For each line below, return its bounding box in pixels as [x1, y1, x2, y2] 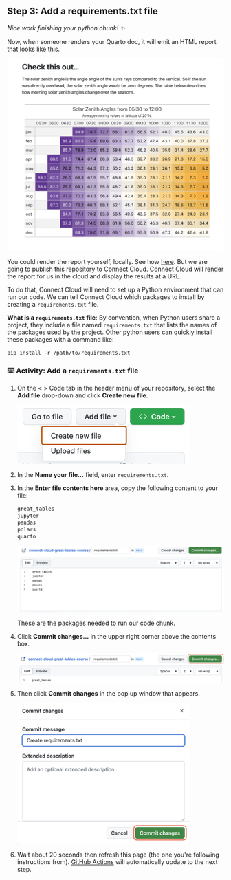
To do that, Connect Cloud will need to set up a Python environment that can [7, 285, 224, 294]
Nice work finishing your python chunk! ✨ [7, 23, 126, 32]
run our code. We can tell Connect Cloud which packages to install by [7, 292, 205, 301]
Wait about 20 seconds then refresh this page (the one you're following [16, 850, 220, 859]
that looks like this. [7, 45, 60, 53]
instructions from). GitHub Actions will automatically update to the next [16, 858, 218, 866]
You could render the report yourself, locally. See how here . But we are [7, 257, 208, 265]
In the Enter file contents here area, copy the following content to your [16, 484, 219, 492]
